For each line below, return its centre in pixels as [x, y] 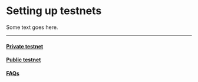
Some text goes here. [32, 27]
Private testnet [25, 46]
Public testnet [24, 60]
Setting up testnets [54, 11]
